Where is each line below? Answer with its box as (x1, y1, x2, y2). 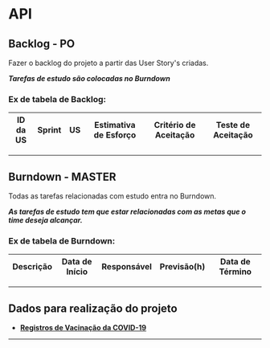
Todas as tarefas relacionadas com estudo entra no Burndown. (8, 191, 217, 201)
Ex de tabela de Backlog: (8, 93, 107, 104)
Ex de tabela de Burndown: (8, 235, 116, 247)
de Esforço (93, 129, 137, 141)
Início (66, 266, 88, 277)
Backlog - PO (8, 37, 76, 51)
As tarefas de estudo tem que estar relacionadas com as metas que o (8, 207, 247, 217)
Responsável (101, 261, 153, 272)
